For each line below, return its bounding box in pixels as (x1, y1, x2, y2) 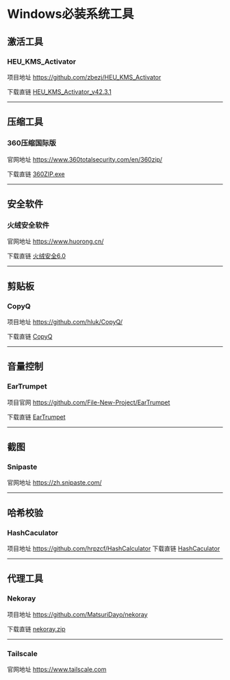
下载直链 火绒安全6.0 (7, 252, 66, 260)
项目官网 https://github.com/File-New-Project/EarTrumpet (7, 398, 170, 406)
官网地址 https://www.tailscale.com (7, 665, 107, 673)
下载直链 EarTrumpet (7, 413, 66, 421)
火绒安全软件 (7, 220, 50, 230)
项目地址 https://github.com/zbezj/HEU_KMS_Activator (7, 73, 162, 81)
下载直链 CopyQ (7, 332, 53, 340)
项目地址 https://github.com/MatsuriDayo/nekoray (7, 610, 149, 618)
